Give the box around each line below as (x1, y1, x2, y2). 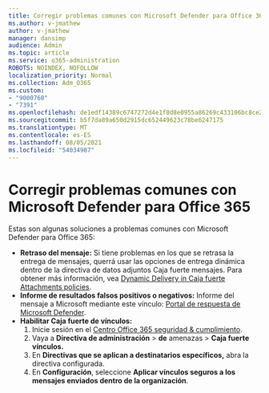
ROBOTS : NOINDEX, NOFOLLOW (8, 64, 98, 72)
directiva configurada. (31, 359, 106, 369)
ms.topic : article (8, 49, 70, 57)
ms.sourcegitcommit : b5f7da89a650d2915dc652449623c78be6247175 (8, 116, 224, 124)
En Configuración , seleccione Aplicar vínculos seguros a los (31, 367, 236, 377)
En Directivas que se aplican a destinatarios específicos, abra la (31, 350, 250, 360)
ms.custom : (8, 86, 45, 95)
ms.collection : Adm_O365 (8, 79, 91, 87)
